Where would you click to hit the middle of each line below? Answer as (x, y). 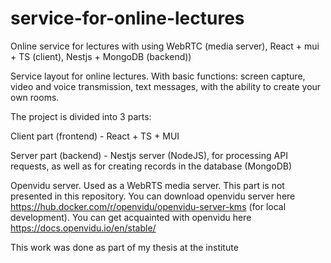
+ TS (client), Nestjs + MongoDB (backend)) (101, 56)
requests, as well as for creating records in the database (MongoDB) (151, 166)
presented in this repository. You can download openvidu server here (153, 196)
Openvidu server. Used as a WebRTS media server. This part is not (147, 185)
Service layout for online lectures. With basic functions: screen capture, (158, 76)
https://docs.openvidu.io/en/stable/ (83, 228)
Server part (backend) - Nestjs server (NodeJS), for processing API (149, 155)
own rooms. (35, 97)
